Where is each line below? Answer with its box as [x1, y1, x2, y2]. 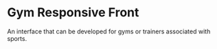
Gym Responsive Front [7, 5, 139, 20]
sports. [7, 34, 27, 42]
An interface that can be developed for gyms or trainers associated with [7, 27, 211, 35]
